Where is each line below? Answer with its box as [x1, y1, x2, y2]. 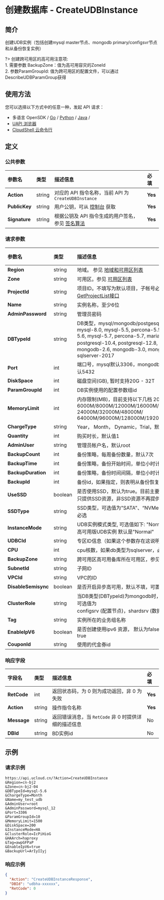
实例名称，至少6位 [77, 301, 120, 308]
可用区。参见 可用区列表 [77, 276, 133, 283]
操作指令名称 [52, 704, 82, 711]
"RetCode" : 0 [9, 886, 36, 891]
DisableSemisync [7, 583, 49, 590]
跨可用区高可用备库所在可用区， [77, 556, 150, 563]
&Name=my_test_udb [5, 797, 42, 802]
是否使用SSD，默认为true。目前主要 [77, 488, 160, 494]
